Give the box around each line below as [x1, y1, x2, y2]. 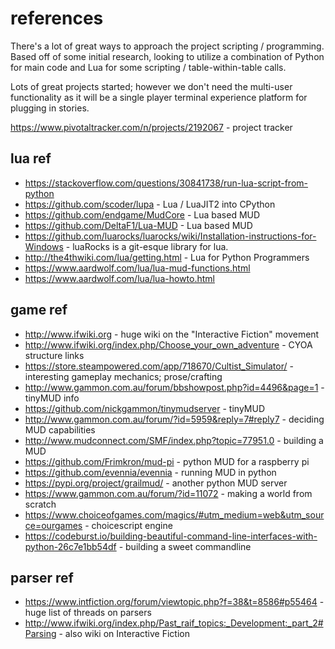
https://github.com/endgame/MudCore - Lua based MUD [24, 208, 261, 221]
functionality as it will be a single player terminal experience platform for [10, 91, 308, 103]
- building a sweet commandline [118, 540, 252, 552]
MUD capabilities [24, 423, 96, 436]
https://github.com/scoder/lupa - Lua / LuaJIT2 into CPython [24, 198, 276, 210]
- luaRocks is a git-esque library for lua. [65, 240, 229, 252]
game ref [10, 302, 68, 319]
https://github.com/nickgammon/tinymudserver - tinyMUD [24, 402, 266, 414]
